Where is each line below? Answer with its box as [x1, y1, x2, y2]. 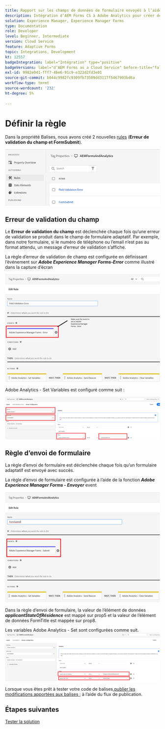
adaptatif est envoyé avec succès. [5, 467, 75, 473]
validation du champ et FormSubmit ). [5, 139, 82, 145]
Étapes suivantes [5, 705, 59, 714]
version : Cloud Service [5, 39, 54, 44]
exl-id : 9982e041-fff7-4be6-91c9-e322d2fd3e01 [5, 70, 102, 75]
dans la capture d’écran [5, 264, 53, 270]
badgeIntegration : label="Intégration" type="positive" [5, 59, 122, 65]
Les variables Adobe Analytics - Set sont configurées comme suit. [5, 627, 139, 633]
